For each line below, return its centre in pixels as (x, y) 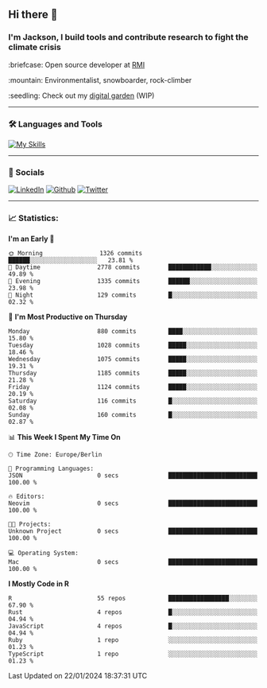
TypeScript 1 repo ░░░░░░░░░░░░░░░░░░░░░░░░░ (133, 654)
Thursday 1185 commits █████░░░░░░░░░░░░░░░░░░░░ (133, 373)
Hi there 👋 (33, 15)
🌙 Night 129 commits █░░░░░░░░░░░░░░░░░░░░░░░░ (133, 295)
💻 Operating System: (44, 553)
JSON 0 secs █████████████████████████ (133, 475)
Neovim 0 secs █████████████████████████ (133, 503)
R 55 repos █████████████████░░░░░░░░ (133, 598)
